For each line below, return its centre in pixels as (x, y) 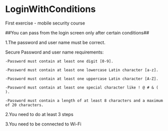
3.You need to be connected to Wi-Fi (43, 124)
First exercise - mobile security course (45, 23)
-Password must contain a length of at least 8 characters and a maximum (84, 100)
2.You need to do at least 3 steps (39, 114)
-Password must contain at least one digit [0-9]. (59, 61)
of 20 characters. (24, 105)
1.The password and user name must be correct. (55, 42)
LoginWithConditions (51, 9)
